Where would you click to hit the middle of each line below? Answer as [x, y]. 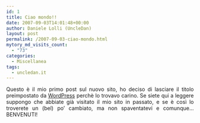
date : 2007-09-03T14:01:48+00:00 [48, 23]
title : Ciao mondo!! [32, 17]
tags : [13, 67]
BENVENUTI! [22, 115]
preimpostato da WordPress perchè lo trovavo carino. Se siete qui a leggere [100, 96]
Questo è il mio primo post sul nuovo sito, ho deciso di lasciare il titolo [100, 89]
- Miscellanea [29, 61]
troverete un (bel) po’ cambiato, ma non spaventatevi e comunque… [100, 108]
